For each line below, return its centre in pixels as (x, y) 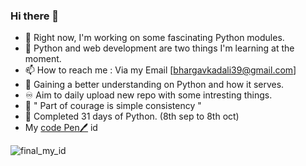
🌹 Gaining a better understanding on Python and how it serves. (154, 85)
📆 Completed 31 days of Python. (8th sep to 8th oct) (132, 116)
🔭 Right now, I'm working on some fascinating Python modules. (154, 38)
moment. (43, 59)
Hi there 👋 (35, 16)
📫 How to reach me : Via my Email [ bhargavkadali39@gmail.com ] (160, 70)
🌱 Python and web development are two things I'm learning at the (159, 48)
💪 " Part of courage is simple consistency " (113, 106)
